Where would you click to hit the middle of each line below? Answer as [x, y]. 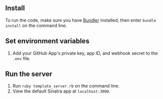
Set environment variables [47, 41]
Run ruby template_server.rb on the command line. [66, 86]
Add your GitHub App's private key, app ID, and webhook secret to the [85, 53]
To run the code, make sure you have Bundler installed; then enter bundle [81, 20]
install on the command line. [36, 25]
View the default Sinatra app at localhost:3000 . [61, 91]
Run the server [29, 74]
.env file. [22, 58]
